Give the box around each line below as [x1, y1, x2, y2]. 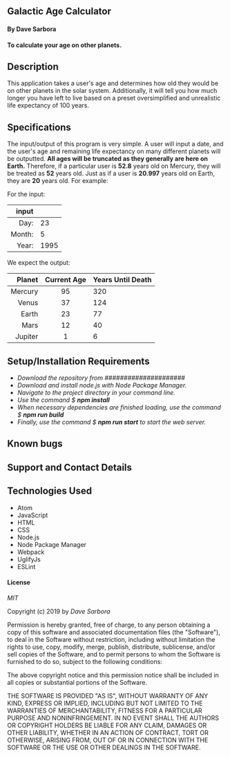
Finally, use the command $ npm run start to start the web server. [17, 418, 206, 426]
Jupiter [15, 332, 39, 342]
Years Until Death [93, 275, 152, 285]
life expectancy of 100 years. [7, 101, 90, 110]
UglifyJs [17, 555, 41, 564]
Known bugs [7, 438, 64, 450]
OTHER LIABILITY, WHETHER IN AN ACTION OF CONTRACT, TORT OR [7, 728, 209, 737]
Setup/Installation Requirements [7, 355, 150, 367]
